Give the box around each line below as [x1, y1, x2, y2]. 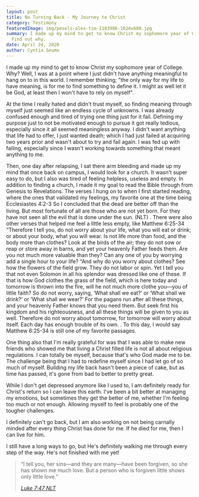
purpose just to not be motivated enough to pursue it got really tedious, [6, 119, 180, 126]
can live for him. [6, 431, 46, 438]
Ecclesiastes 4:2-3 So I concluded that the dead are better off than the [6, 200, 179, 207]
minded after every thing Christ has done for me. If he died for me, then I [6, 425, 184, 432]
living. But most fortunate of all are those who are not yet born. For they [6, 207, 181, 214]
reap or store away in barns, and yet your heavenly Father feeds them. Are [6, 245, 188, 252]
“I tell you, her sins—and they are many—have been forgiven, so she [20, 461, 188, 468]
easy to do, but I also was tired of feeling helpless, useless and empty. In [6, 175, 184, 182]
